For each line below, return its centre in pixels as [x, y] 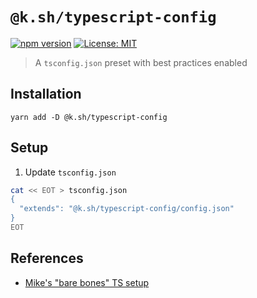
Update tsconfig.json [70, 172]
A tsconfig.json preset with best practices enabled [141, 62]
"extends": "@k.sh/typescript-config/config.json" [127, 209]
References [47, 258]
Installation [46, 94]
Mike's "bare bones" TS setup [87, 282]
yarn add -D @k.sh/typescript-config [89, 117]
